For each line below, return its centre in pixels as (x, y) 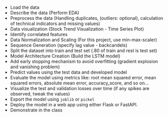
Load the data (25, 7)
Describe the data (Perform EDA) (45, 13)
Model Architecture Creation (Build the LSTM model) (65, 56)
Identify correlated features (39, 34)
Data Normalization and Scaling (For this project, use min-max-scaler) (83, 40)
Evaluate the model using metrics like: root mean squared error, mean (83, 78)
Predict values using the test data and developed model (68, 72)
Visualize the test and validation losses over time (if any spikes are (80, 88)
